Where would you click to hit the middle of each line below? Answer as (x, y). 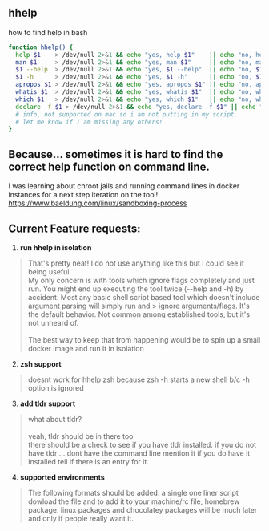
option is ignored (56, 387)
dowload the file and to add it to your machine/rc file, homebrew (134, 501)
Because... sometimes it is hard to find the (116, 154)
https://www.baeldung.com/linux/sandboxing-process (98, 203)
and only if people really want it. (81, 518)
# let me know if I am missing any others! (89, 122)
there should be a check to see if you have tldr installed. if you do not (142, 444)
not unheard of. (53, 322)
